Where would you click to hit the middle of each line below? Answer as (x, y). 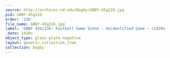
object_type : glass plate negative (43, 38)
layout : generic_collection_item (41, 43)
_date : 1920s (19, 33)
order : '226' (19, 19)
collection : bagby (25, 47)
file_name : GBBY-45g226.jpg (35, 24)
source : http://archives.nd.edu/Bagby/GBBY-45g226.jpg (65, 10)
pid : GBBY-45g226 (24, 15)
